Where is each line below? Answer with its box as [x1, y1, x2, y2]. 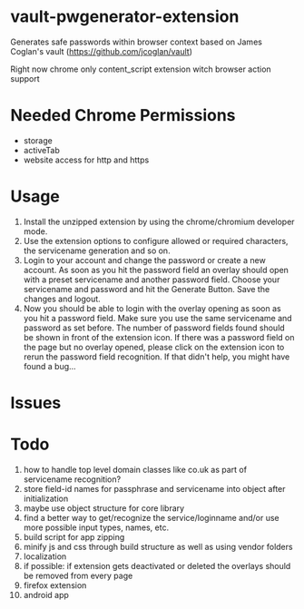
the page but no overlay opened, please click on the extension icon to [23, 341, 285, 352]
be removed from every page [23, 570, 133, 581]
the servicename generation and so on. [23, 245, 171, 256]
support [10, 73, 40, 83]
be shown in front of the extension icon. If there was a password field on [23, 331, 295, 342]
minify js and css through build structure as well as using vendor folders [23, 541, 293, 552]
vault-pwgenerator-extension [10, 6, 240, 27]
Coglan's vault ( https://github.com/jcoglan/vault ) [10, 45, 193, 56]
